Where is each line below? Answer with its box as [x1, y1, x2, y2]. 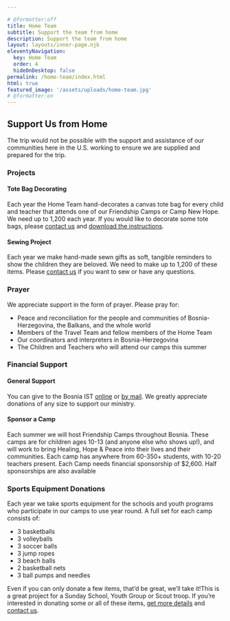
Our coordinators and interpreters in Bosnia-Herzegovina [16, 336, 179, 344]
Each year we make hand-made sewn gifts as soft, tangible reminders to [7, 253, 212, 261]
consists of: [7, 514, 41, 522]
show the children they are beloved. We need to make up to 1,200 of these [7, 260, 218, 268]
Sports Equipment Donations [7, 484, 106, 493]
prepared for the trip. [7, 150, 67, 159]
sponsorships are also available [7, 467, 96, 475]
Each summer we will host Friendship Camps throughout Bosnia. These [7, 430, 209, 438]
